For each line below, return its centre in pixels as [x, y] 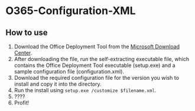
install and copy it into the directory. [58, 84]
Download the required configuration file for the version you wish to [97, 78]
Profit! [22, 103]
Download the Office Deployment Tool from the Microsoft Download [97, 46]
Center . [23, 53]
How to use [27, 33]
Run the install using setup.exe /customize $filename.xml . [85, 90]
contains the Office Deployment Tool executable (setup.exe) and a [95, 65]
